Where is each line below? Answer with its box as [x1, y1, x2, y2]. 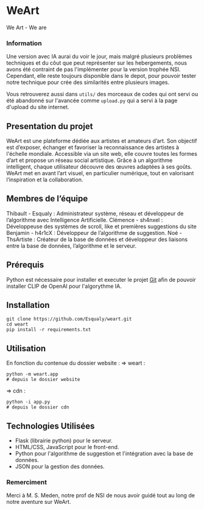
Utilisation [6, 343, 46, 354]
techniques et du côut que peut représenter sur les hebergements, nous [6, 59, 188, 67]
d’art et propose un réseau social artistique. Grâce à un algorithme [6, 156, 173, 164]
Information [6, 39, 42, 47]
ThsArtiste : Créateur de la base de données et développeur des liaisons [6, 236, 188, 243]
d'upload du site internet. [6, 103, 69, 111]
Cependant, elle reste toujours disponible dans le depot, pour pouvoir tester [6, 72, 197, 80]
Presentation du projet [6, 121, 93, 131]
